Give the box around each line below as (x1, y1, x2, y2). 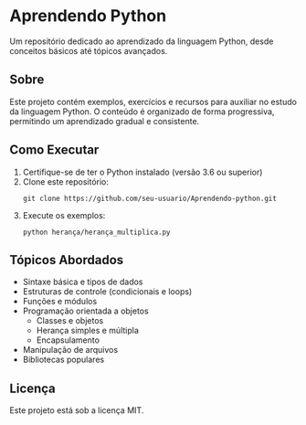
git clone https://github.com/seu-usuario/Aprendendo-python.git (22, 194, 277, 203)
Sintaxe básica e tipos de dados (22, 276, 143, 288)
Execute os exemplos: (22, 209, 106, 220)
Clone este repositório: (22, 175, 110, 187)
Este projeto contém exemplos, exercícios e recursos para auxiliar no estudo (9, 96, 297, 107)
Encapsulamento (36, 335, 100, 345)
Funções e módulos (22, 296, 98, 307)
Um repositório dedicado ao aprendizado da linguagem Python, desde (9, 36, 274, 47)
